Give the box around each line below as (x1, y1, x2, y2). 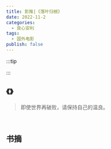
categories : (6, 19, 35, 25)
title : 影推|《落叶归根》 (6, 8, 63, 15)
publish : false (6, 42, 43, 48)
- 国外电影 (11, 36, 35, 42)
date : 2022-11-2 (6, 14, 46, 20)
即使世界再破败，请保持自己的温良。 (20, 104, 109, 111)
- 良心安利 (11, 25, 35, 31)
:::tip (6, 57, 17, 65)
